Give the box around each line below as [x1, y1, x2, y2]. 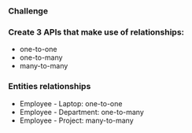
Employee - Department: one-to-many [19, 107, 144, 116]
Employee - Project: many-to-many [19, 116, 134, 125]
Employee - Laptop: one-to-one [19, 98, 123, 108]
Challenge [8, 6, 49, 17]
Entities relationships [8, 81, 91, 92]
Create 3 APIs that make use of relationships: [8, 26, 185, 37]
